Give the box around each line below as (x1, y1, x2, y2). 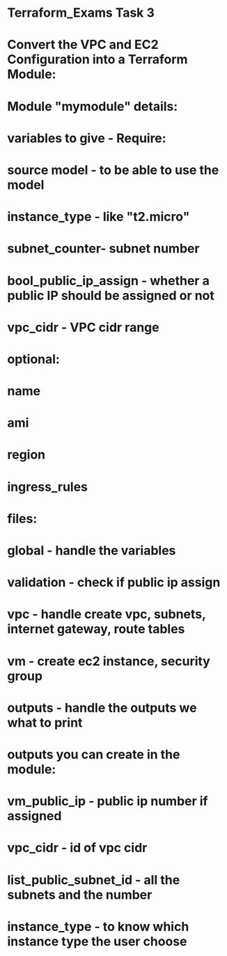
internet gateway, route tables (7, 621, 185, 637)
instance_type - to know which (7, 918, 189, 934)
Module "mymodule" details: (7, 98, 178, 114)
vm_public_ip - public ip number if (7, 794, 208, 810)
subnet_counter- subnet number (7, 241, 200, 257)
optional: (7, 351, 61, 367)
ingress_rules (7, 479, 88, 494)
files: (7, 510, 38, 526)
